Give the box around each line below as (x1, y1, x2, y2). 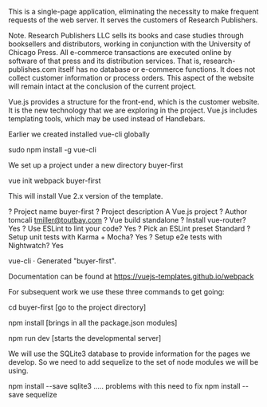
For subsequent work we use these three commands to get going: (8, 287, 225, 296)
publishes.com (8, 65, 57, 74)
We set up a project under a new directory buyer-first (8, 160, 183, 170)
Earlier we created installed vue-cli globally (8, 129, 150, 139)
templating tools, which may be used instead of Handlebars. (8, 114, 206, 123)
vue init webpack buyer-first (8, 176, 101, 185)
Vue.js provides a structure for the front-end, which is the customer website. (8, 97, 260, 106)
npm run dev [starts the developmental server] (8, 334, 162, 342)
